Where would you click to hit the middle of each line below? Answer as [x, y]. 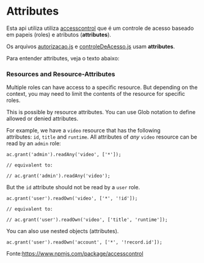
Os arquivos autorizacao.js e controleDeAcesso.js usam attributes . [91, 46]
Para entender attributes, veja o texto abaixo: [63, 58]
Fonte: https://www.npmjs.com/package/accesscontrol [75, 254]
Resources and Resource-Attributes [61, 74]
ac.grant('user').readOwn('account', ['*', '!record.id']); [85, 242]
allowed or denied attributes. [42, 119]
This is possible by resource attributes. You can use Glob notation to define [101, 112]
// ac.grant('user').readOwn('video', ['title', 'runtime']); [87, 220]
